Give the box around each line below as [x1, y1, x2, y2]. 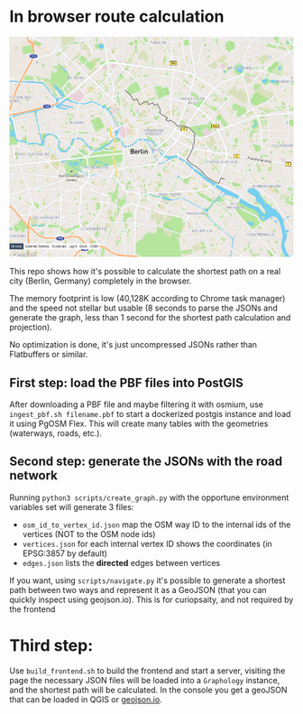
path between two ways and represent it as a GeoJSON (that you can [9, 584, 268, 595]
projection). [9, 322, 52, 333]
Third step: [9, 635, 94, 655]
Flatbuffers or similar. [9, 349, 88, 360]
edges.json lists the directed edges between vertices [22, 557, 221, 568]
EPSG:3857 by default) [22, 548, 108, 559]
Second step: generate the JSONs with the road [9, 454, 282, 469]
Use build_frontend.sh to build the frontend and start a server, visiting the [9, 665, 286, 676]
